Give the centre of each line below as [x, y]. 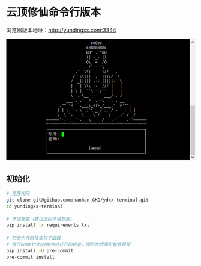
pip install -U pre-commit [40, 250]
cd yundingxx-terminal [34, 206]
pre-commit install [31, 257]
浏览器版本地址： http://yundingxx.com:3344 [61, 30]
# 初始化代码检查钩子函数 [34, 238]
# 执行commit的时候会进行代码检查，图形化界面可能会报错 [68, 244]
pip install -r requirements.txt [48, 225]
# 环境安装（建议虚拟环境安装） [40, 219]
